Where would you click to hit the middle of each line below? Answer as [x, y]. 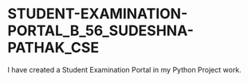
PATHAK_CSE [53, 48]
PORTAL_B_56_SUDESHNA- [101, 31]
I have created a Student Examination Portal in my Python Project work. [124, 69]
